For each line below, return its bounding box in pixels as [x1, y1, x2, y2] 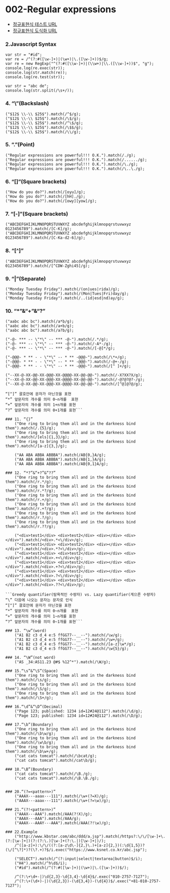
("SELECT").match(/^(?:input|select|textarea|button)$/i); [14, 856, 143, 862]
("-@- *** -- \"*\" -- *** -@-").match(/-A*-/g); [5, 341, 113, 347]
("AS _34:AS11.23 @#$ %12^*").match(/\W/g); [14, 659, 111, 665]
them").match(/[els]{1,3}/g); [5, 434, 70, 440]
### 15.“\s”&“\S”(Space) [5, 669, 58, 674]
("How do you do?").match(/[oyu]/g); [5, 190, 86, 195]
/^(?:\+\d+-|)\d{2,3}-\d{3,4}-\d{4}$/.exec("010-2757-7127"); [14, 874, 150, 880]
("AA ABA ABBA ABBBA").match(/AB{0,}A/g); [14, 452, 106, 458]
